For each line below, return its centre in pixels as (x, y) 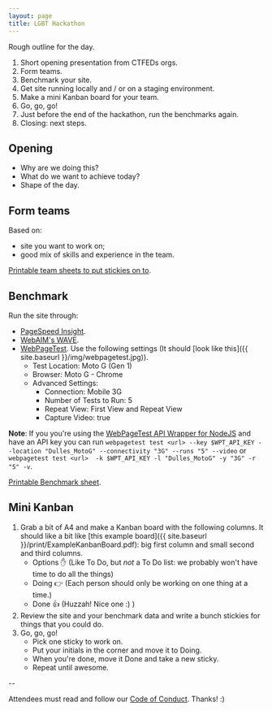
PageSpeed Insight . (53, 331)
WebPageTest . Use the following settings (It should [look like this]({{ (134, 348)
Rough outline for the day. (52, 46)
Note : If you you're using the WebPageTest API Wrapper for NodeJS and (130, 433)
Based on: (25, 230)
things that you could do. (62, 624)
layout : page (30, 16)
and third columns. (52, 553)
